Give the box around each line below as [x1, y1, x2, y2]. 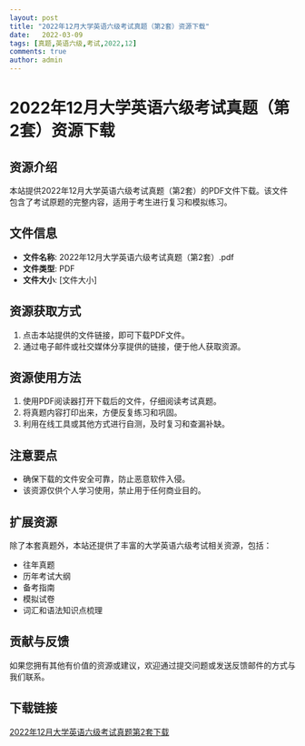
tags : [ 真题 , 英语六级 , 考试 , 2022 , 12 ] [9, 38, 138, 48]
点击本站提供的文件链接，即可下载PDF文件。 [22, 329, 191, 340]
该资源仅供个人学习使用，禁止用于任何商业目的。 [22, 485, 206, 496]
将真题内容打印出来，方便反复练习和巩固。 [22, 407, 182, 418]
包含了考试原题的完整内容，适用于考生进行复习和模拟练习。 [9, 197, 232, 207]
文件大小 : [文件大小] [22, 274, 97, 285]
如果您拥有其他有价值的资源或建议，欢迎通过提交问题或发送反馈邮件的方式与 [9, 660, 296, 670]
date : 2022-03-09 [9, 30, 84, 39]
